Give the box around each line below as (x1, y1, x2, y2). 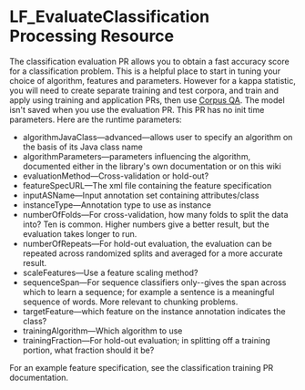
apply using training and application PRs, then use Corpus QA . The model (9, 94, 285, 106)
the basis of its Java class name (22, 141, 143, 152)
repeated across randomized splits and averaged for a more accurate (22, 248, 283, 259)
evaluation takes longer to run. (22, 228, 137, 239)
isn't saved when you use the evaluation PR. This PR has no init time (9, 104, 265, 115)
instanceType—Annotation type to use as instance (22, 199, 212, 210)
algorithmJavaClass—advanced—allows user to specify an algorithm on (22, 131, 293, 142)
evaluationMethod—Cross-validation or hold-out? (22, 170, 209, 181)
